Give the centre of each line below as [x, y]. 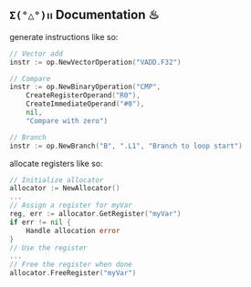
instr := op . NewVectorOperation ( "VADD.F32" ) [95, 62]
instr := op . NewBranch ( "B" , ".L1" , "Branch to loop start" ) [126, 146]
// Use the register [49, 248]
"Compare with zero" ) [67, 121]
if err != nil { [40, 222]
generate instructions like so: [64, 36]
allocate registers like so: [56, 163]
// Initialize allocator [57, 180]
